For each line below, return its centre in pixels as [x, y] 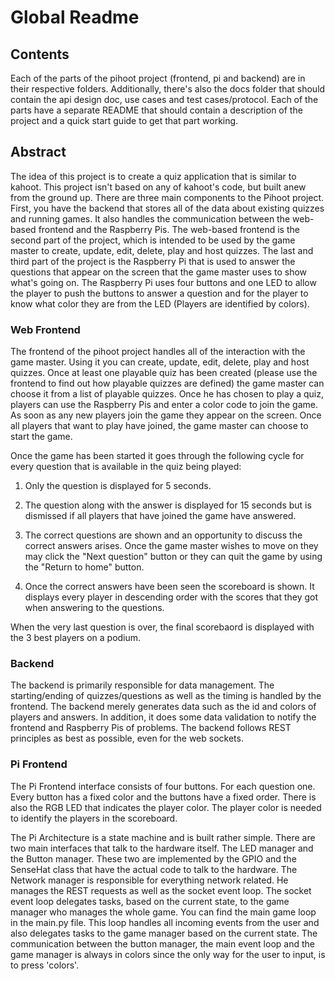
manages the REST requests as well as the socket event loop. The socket [161, 890]
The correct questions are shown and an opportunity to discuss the [163, 535]
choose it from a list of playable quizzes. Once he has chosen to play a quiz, [167, 394]
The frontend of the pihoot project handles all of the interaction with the [158, 352]
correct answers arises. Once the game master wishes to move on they [171, 546]
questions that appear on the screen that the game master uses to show [159, 272]
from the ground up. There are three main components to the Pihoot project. [167, 197]
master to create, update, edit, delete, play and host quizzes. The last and [162, 250]
